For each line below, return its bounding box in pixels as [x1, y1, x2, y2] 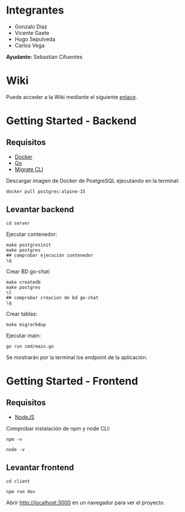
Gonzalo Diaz [14, 23, 48, 30]
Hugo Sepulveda [14, 35, 56, 42]
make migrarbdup [6, 321, 46, 327]
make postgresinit [6, 242, 51, 248]
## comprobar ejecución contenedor [6, 252, 94, 258]
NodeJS [14, 413, 35, 421]
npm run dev [6, 488, 35, 494]
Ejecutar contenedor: [6, 231, 57, 238]
